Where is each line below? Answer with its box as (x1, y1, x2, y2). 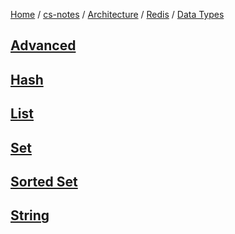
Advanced (10, 37, 77, 54)
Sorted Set (10, 173, 78, 190)
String (10, 207, 50, 224)
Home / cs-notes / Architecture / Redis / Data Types (10, 9, 225, 20)
